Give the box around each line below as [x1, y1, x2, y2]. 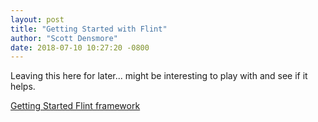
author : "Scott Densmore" [10, 33, 118, 43]
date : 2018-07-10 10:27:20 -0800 [10, 42, 150, 53]
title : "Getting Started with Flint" [10, 24, 168, 34]
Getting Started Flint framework [10, 100, 141, 112]
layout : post [10, 14, 65, 25]
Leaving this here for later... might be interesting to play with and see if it [10, 70, 308, 82]
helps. [10, 81, 36, 93]
